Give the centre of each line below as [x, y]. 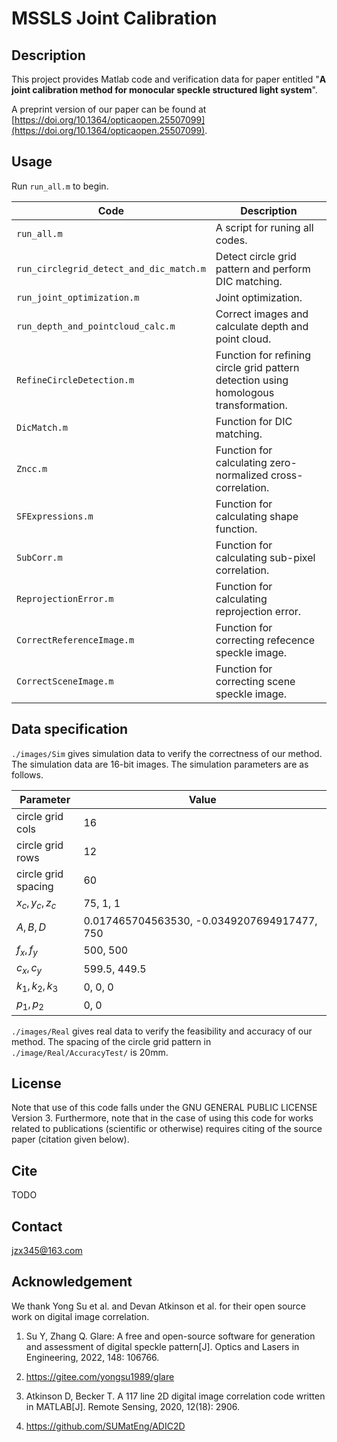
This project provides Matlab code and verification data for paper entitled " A [169, 79]
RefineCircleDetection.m [75, 380]
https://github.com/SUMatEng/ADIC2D [105, 1426]
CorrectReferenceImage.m [75, 640]
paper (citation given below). [70, 1139]
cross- [287, 475]
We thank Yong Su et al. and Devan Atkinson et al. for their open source [158, 1306]
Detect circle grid [256, 256]
